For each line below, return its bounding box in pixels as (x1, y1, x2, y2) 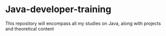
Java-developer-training (5, 4, 112, 15)
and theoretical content (5, 25, 54, 31)
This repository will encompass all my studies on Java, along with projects (5, 20, 161, 26)
